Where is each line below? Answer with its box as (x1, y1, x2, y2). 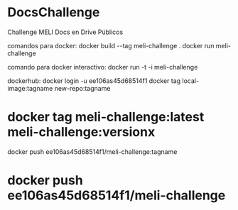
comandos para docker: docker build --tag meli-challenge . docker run (7, 41, 215, 50)
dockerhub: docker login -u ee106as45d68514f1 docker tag (7, 76, 181, 85)
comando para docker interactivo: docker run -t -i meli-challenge (7, 62, 198, 71)
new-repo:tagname (54, 84, 111, 92)
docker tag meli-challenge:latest (7, 109, 205, 125)
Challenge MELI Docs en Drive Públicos (7, 28, 124, 36)
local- (182, 76, 200, 85)
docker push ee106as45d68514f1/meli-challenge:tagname (7, 147, 178, 156)
